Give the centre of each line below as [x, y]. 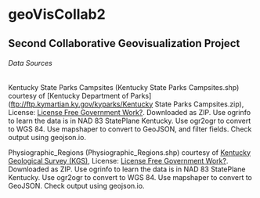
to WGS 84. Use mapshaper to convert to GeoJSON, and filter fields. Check [130, 129]
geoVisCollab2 [57, 14]
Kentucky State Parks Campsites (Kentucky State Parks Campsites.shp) [124, 87]
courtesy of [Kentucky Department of [69, 95]
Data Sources [30, 63]
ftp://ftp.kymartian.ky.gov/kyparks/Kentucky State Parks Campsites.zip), [127, 104]
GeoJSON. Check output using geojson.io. [76, 185]
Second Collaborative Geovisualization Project [124, 43]
